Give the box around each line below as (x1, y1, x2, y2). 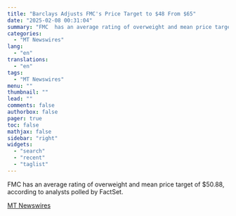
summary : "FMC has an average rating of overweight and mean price (7, 23, 212, 30)
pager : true (7, 115, 42, 122)
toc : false (7, 121, 39, 129)
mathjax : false (7, 128, 52, 135)
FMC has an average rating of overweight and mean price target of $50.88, (7, 180, 225, 189)
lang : (7, 43, 23, 50)
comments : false (7, 102, 55, 109)
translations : (7, 56, 49, 63)
